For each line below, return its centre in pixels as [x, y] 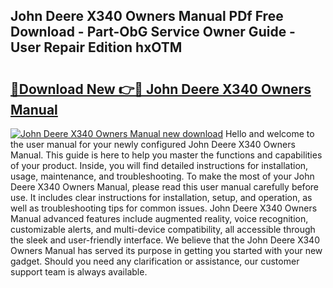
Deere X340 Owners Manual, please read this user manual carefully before [164, 187]
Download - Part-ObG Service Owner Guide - [153, 32]
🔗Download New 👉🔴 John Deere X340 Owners [161, 89]
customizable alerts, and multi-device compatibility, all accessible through [163, 229]
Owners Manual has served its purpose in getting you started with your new [166, 250]
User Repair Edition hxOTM [96, 47]
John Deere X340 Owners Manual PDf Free [147, 16]
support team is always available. [79, 272]
